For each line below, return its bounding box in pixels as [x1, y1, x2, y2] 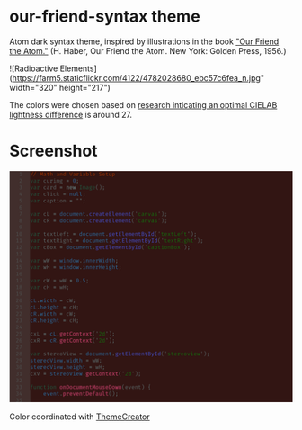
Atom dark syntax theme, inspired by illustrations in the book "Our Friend [9, 36, 280, 47]
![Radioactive [9, 63, 58, 74]
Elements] [59, 63, 97, 74]
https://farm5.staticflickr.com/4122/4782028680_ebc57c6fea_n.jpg [12, 72, 261, 83]
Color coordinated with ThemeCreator [9, 411, 150, 422]
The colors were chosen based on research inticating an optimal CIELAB [9, 99, 278, 110]
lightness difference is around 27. [9, 109, 133, 120]
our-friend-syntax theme [9, 6, 200, 27]
